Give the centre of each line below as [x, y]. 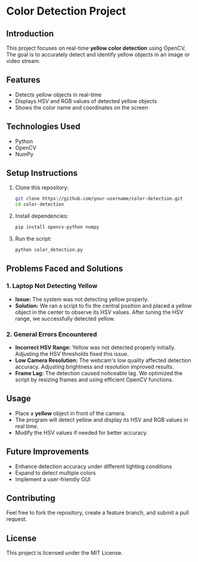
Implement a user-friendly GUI [53, 479]
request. [17, 519]
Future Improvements [48, 452]
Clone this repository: [42, 188]
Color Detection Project [66, 11]
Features [23, 80]
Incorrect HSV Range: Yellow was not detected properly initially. [95, 347]
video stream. [23, 61]
